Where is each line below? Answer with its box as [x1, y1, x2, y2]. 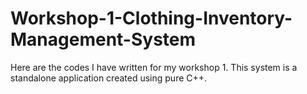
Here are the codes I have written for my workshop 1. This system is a [10, 61, 298, 73]
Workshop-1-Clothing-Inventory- [10, 7, 293, 30]
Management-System [10, 28, 197, 51]
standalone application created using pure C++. [10, 72, 208, 84]
